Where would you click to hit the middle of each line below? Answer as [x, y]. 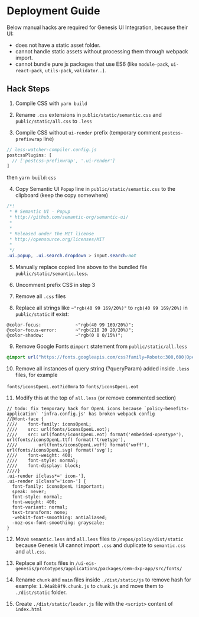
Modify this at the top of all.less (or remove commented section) [96, 398]
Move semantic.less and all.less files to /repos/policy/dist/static [99, 539]
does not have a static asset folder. [58, 45]
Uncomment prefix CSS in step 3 [55, 285]
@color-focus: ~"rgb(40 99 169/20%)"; [70, 325]
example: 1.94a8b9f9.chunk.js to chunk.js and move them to [89, 586]
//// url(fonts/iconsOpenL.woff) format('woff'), [78, 445]
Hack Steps [28, 89]
